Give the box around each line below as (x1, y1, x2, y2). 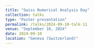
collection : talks (5, 12, 44, 17)
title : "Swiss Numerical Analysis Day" (5, 7, 90, 13)
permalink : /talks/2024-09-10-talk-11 (5, 21, 87, 27)
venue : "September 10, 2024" (5, 27, 67, 32)
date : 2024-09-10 (5, 31, 42, 36)
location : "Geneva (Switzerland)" (5, 36, 79, 41)
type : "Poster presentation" (5, 17, 67, 22)
